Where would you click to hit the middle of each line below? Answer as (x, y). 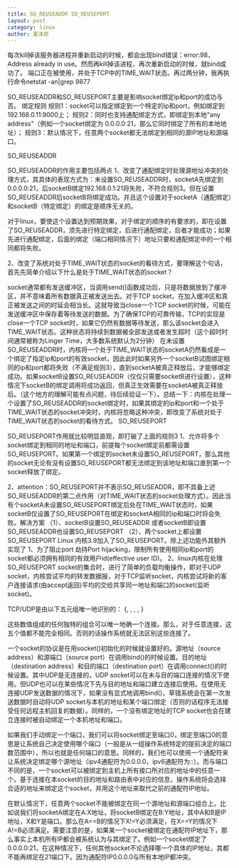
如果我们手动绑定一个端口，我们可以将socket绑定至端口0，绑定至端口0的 (115, 735)
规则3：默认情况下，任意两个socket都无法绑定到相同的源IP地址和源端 (127, 133)
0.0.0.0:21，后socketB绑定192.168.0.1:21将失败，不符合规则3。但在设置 (111, 188)
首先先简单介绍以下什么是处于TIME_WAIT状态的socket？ (90, 272)
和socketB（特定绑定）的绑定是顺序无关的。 (72, 206)
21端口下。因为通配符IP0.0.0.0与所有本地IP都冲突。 (119, 857)
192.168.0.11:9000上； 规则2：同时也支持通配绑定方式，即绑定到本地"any (114, 115)
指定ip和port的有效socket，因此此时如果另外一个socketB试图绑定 (128, 359)
